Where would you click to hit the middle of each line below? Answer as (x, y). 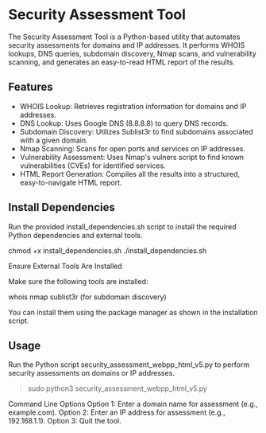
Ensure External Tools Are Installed (66, 266)
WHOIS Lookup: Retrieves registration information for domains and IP (133, 106)
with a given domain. (54, 140)
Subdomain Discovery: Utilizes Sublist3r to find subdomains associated (136, 131)
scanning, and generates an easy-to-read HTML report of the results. (122, 62)
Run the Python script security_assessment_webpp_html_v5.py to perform (129, 365)
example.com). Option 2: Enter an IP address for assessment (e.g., (117, 412)
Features (31, 87)
